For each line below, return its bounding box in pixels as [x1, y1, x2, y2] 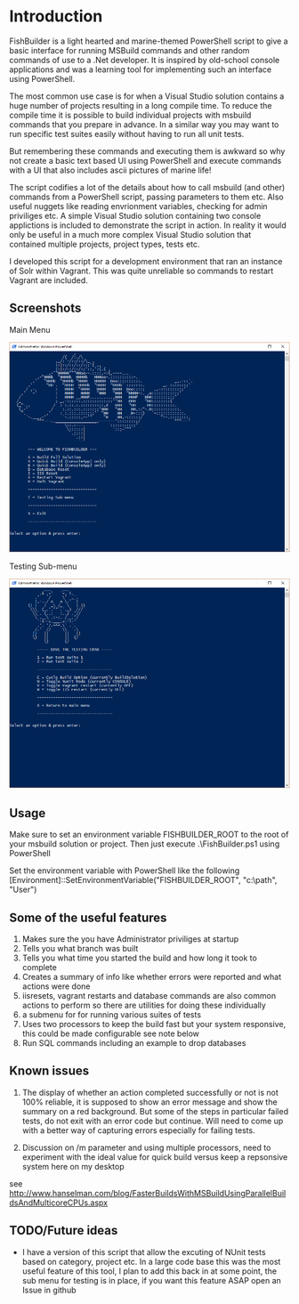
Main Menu [9, 324, 51, 335]
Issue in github [21, 1284, 77, 1295]
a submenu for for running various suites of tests [21, 1009, 202, 1020]
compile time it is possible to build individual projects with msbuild [9, 109, 252, 120]
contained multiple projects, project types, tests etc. [9, 239, 200, 249]
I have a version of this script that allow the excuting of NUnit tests [21, 1246, 266, 1257]
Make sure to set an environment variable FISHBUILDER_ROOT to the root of [9, 830, 289, 840]
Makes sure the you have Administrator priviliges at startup [21, 934, 239, 944]
